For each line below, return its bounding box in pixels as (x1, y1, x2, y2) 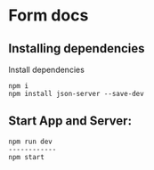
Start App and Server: (8, 113, 133, 129)
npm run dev (8, 137, 53, 146)
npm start (8, 152, 45, 161)
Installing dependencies (8, 41, 145, 56)
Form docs (8, 5, 89, 26)
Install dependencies (8, 64, 85, 75)
